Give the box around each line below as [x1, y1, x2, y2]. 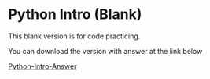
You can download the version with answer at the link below [8, 46, 203, 56]
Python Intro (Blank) [8, 5, 142, 23]
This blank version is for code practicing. [8, 31, 141, 41]
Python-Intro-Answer [8, 61, 77, 71]
